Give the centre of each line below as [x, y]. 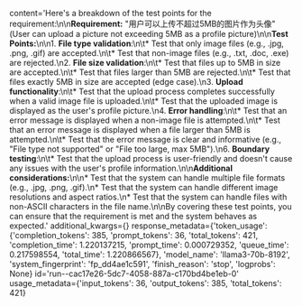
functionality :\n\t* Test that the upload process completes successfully [142, 91]
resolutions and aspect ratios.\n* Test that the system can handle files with [148, 197]
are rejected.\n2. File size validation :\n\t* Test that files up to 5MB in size [145, 63]
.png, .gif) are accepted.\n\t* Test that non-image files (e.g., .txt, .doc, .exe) [149, 53]
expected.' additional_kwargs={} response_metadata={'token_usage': [138, 226]
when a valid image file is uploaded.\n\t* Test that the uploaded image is [143, 101]
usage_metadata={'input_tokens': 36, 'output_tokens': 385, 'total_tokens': [146, 283]
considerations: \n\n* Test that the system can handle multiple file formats [147, 178]
